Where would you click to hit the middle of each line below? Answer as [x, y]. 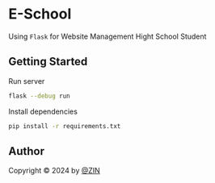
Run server [27, 81]
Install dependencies [43, 111]
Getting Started [48, 62]
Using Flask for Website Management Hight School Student [107, 36]
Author [26, 151]
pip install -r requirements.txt [65, 126]
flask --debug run [39, 96]
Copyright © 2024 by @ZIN [55, 171]
